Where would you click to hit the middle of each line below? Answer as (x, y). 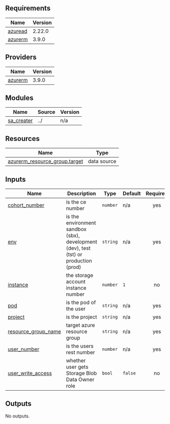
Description (82, 194)
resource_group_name (35, 332)
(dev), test (78, 248)
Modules (19, 98)
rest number (80, 352)
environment (81, 223)
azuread (18, 31)
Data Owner (80, 380)
